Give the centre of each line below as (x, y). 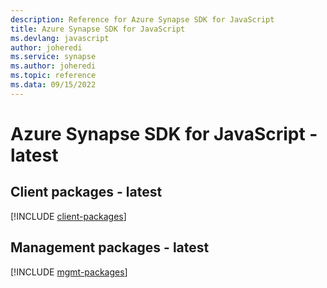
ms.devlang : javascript (60, 38)
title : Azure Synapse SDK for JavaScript (98, 29)
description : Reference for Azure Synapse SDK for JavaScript (142, 19)
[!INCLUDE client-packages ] (68, 216)
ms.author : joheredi (53, 66)
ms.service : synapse (53, 57)
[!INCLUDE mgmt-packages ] (69, 272)
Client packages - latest (86, 192)
